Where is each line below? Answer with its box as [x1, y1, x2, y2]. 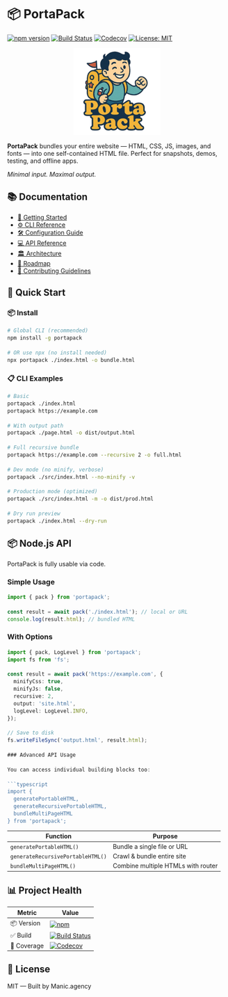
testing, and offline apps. [7, 157, 79, 165]
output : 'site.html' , [13, 700, 76, 707]
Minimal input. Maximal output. [7, 170, 97, 178]
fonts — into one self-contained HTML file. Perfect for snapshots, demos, [7, 149, 218, 157]
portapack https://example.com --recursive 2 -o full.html [7, 452, 182, 458]
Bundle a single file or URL [112, 842, 188, 850]
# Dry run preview [7, 510, 60, 518]
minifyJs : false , [13, 685, 64, 693]
